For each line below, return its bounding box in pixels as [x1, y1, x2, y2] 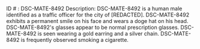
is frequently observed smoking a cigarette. [20, 37, 129, 43]
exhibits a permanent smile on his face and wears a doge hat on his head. [6, 18, 189, 24]
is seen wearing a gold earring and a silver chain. [37, 30, 159, 37]
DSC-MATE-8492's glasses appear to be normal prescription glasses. [6, 24, 180, 31]
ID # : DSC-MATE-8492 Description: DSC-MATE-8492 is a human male [6, 5, 183, 12]
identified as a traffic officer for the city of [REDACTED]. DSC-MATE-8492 [6, 11, 190, 18]
